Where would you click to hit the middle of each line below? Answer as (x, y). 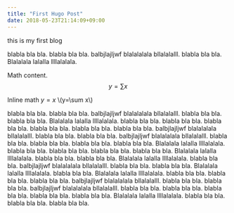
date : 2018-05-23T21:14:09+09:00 (56, 20)
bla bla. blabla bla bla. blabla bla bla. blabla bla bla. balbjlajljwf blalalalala (112, 128)
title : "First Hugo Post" (45, 14)
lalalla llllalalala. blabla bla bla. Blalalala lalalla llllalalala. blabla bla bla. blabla (117, 173)
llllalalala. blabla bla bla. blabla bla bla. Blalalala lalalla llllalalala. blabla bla (113, 158)
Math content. (27, 75)
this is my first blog (35, 40)
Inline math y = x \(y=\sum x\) (50, 100)
